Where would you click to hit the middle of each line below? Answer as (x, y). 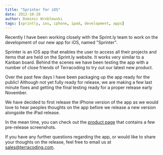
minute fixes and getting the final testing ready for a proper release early (79, 88)
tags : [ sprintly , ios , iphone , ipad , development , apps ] (65, 23)
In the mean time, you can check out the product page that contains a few (80, 122)
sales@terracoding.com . (30, 147)
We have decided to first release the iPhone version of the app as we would (82, 102)
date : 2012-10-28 (23, 14)
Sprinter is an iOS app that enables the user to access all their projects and (81, 52)
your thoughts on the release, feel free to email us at (58, 142)
